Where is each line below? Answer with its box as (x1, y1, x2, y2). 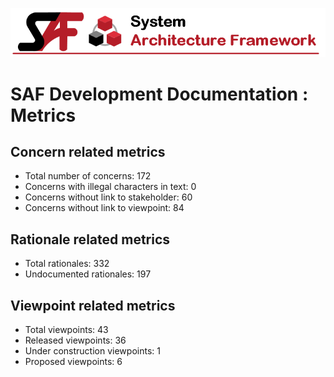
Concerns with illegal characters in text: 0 (24, 181, 197, 193)
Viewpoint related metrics (10, 297, 176, 314)
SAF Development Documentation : (10, 83, 309, 105)
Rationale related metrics (10, 231, 171, 248)
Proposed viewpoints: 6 (24, 356, 123, 368)
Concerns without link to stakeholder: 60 (24, 191, 193, 203)
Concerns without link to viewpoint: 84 (24, 202, 185, 214)
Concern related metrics (10, 143, 166, 160)
